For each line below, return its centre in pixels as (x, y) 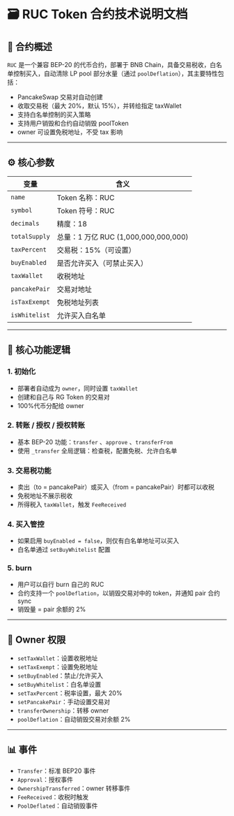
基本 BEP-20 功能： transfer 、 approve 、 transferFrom (95, 442)
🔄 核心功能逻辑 (39, 350)
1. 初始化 (22, 372)
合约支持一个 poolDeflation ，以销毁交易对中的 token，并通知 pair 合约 (119, 593)
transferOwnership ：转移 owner (63, 711)
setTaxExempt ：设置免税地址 (57, 666)
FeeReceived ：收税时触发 (53, 797)
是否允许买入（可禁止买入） (102, 263)
